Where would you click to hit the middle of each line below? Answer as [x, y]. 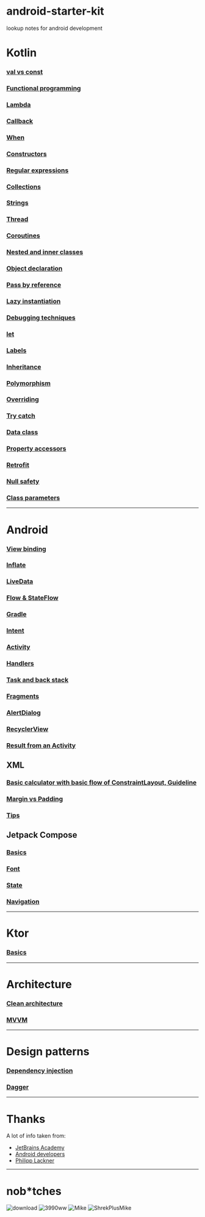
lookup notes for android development [54, 28]
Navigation [23, 901]
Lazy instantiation [34, 301]
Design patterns [48, 1052]
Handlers [20, 663]
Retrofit [18, 465]
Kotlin [22, 53]
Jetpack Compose [42, 835]
